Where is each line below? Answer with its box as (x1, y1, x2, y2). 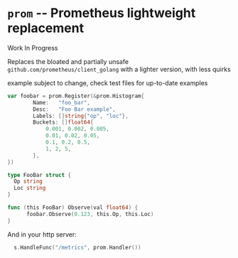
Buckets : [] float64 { (33, 119, 94, 126)
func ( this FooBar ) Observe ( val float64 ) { (7, 204, 139, 211)
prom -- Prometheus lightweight (7, 5, 196, 21)
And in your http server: (7, 230, 77, 239)
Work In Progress (7, 43, 58, 52)
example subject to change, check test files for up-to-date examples (7, 78, 208, 87)
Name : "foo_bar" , (33, 99, 91, 106)
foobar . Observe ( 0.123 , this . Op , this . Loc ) (26, 210, 154, 217)
